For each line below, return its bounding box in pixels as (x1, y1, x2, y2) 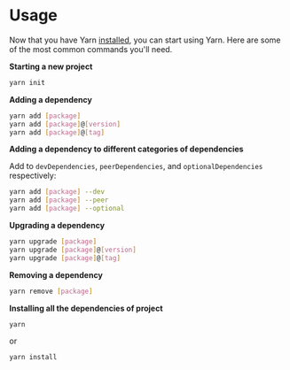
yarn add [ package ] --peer (9, 196, 109, 204)
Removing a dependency (9, 269, 104, 280)
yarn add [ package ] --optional (9, 204, 125, 213)
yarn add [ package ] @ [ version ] (9, 119, 121, 128)
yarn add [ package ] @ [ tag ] (9, 127, 105, 137)
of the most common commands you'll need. (9, 43, 173, 54)
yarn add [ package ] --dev (9, 188, 105, 197)
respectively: (9, 170, 57, 181)
